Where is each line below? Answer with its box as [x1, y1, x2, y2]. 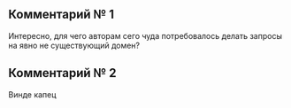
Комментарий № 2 [8, 66, 117, 81]
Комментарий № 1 [8, 7, 114, 22]
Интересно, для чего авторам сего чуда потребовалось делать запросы [8, 30, 282, 41]
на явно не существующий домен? [8, 40, 141, 50]
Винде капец [8, 89, 57, 100]
